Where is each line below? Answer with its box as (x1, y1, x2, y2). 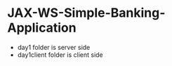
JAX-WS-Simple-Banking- (7, 5, 166, 21)
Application (7, 20, 77, 36)
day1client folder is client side (17, 51, 103, 59)
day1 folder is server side (17, 43, 91, 51)
